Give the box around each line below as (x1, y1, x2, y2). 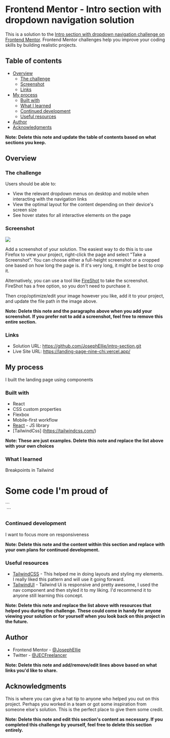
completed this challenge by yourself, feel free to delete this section (5, 721, 152, 727)
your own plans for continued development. (5, 547, 100, 553)
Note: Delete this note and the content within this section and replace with (5, 541, 165, 547)
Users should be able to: (5, 181, 57, 187)
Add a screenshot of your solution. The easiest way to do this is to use (5, 246, 153, 252)
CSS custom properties (12, 406, 62, 412)
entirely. (5, 727, 24, 733)
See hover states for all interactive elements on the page (12, 212, 131, 218)
